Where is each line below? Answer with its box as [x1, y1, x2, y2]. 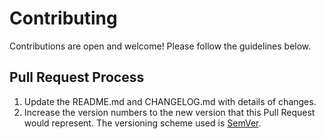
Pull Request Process [9, 69, 145, 86]
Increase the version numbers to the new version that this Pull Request [23, 106, 316, 118]
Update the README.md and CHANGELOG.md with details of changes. [23, 95, 317, 107]
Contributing [9, 7, 118, 30]
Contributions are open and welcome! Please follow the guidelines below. [9, 40, 312, 52]
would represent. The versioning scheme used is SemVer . [23, 117, 262, 129]
